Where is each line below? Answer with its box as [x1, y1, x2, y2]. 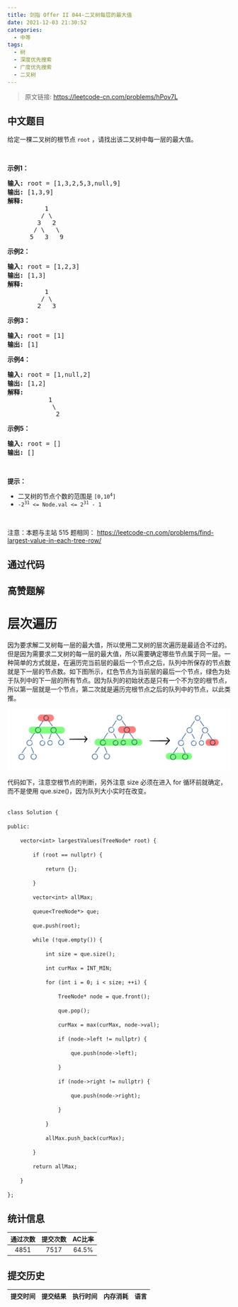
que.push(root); [33, 922, 81, 929]
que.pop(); [57, 1007, 91, 1014]
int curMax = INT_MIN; [45, 965, 113, 972]
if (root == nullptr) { [33, 851, 103, 859]
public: [7, 823, 30, 830]
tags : [7, 41, 23, 49]
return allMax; [33, 1163, 78, 1170]
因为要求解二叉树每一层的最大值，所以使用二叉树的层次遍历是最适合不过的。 [7, 641, 231, 650]
